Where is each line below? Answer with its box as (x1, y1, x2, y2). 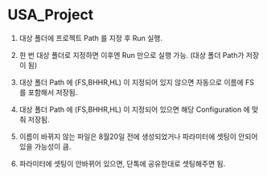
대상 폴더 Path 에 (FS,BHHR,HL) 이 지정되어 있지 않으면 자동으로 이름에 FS (18, 77, 255, 87)
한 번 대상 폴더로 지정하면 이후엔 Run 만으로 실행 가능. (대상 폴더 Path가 (18, 50, 244, 59)
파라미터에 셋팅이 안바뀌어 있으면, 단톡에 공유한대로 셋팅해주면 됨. (18, 158, 226, 168)
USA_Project (7, 6, 94, 24)
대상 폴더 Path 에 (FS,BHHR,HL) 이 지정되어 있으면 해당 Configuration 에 (18, 104, 250, 114)
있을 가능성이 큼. (18, 141, 72, 151)
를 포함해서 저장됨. (18, 87, 78, 97)
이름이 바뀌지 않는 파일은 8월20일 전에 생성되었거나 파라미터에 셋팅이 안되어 (18, 131, 258, 141)
